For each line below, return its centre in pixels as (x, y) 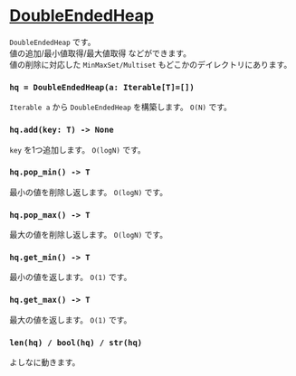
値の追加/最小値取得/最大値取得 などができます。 (100, 53)
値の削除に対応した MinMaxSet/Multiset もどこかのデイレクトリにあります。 (151, 64)
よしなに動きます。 (45, 362)
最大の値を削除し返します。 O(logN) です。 (89, 235)
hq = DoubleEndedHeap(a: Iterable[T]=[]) (102, 87)
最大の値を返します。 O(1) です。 (71, 320)
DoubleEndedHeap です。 (53, 42)
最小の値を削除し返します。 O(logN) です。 (89, 192)
